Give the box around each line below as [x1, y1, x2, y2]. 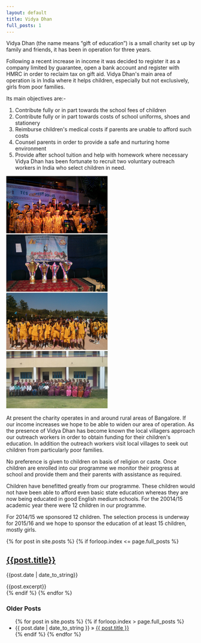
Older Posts [6, 604, 41, 612]
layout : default [6, 10, 47, 16]
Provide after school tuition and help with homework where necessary [14, 151, 188, 159]
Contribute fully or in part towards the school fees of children [14, 107, 166, 114]
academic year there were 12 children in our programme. [6, 502, 146, 509]
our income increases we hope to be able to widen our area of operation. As [6, 420, 194, 427]
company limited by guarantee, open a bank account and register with [6, 64, 180, 72]
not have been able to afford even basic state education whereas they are [6, 488, 189, 496]
